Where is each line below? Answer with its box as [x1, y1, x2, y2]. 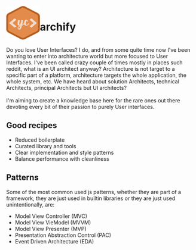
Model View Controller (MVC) [14, 212, 88, 220]
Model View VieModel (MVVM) [14, 218, 91, 226]
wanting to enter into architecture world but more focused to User [6, 52, 169, 60]
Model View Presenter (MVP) [14, 225, 87, 232]
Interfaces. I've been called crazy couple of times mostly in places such [6, 59, 183, 66]
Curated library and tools [14, 142, 76, 149]
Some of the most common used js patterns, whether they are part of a [6, 188, 181, 195]
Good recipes [6, 120, 57, 130]
